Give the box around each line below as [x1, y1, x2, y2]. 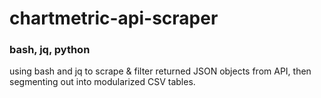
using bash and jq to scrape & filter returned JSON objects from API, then [9, 65, 312, 77]
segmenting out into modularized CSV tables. [9, 76, 196, 88]
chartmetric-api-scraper [9, 7, 219, 30]
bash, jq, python [9, 43, 91, 57]
